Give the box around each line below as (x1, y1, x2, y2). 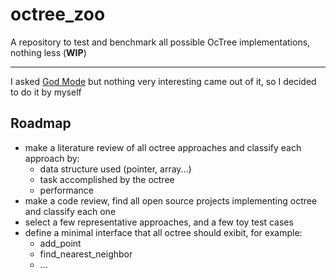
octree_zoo (10, 3, 106, 26)
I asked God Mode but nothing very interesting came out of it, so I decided (10, 75, 317, 87)
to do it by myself (10, 86, 82, 98)
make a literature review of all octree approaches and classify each (24, 141, 302, 153)
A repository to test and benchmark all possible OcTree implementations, (10, 36, 311, 48)
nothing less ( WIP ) (10, 46, 87, 58)
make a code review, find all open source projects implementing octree (24, 194, 318, 207)
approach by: (24, 152, 80, 164)
